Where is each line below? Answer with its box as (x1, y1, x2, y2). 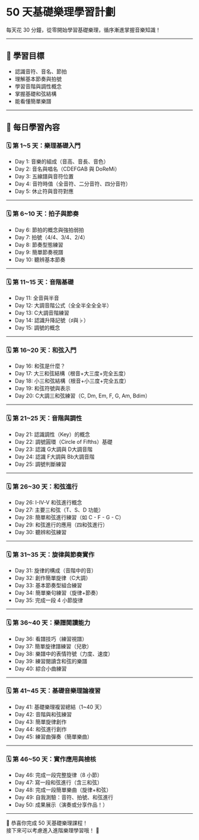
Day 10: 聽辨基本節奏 (14, 256, 66, 263)
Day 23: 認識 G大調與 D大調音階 (14, 446, 93, 453)
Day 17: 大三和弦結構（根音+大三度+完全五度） (14, 370, 129, 377)
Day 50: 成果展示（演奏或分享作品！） (14, 801, 108, 808)
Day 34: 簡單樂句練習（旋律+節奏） (14, 590, 102, 597)
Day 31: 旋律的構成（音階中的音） (14, 567, 97, 574)
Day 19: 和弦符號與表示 (14, 385, 71, 392)
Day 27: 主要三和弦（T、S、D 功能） (14, 506, 104, 513)
